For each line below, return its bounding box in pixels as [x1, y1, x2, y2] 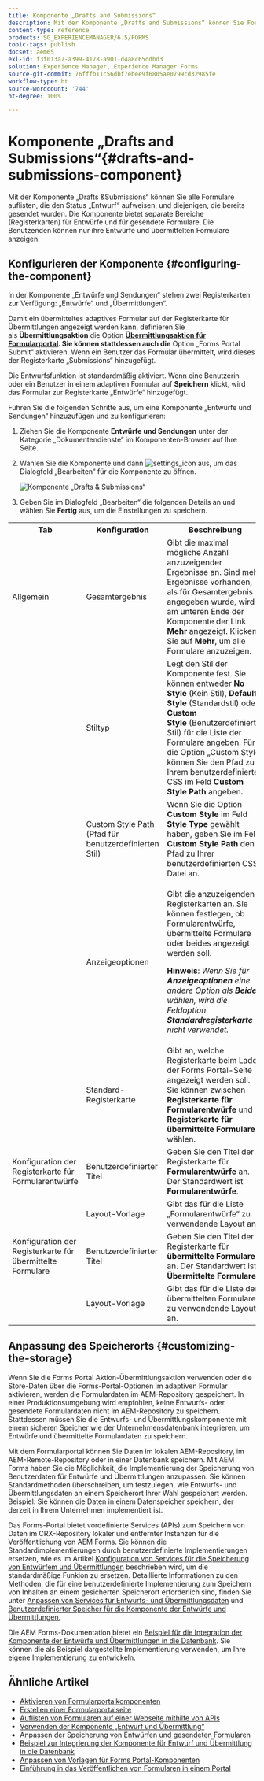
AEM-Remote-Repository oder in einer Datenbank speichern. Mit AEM [8, 1454, 235, 1464]
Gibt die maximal [167, 537, 229, 548]
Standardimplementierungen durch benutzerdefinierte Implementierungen [8, 1545, 247, 1555]
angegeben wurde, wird [167, 596, 255, 607]
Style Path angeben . [167, 787, 244, 797]
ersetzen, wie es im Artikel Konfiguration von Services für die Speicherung [8, 1553, 250, 1563]
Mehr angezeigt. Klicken [167, 626, 258, 636]
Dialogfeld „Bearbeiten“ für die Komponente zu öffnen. [19, 467, 196, 476]
